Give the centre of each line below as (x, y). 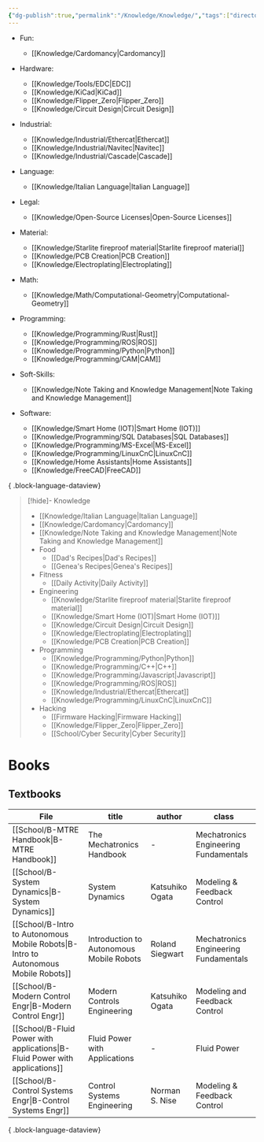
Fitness (51, 574)
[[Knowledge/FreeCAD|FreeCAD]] (86, 470)
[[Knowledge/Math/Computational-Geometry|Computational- (130, 295)
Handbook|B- (38, 840)
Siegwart (167, 954)
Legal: (29, 202)
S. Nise (163, 1100)
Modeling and (221, 991)
